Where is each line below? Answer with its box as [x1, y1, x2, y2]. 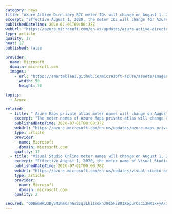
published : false [5, 45, 42, 51]
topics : [5, 92, 22, 98]
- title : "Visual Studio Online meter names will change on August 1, [10, 154, 164, 159]
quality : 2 [14, 192, 38, 197]
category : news [5, 7, 38, 13]
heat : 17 [5, 41, 24, 46]
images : [10, 69, 27, 74]
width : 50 [18, 79, 40, 84]
